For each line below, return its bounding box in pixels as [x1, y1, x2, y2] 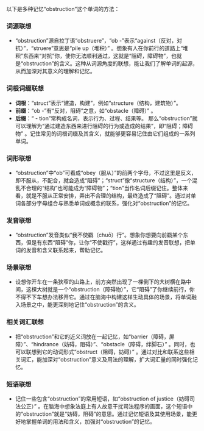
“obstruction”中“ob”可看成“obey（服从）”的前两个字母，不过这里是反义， [15, 169, 197, 176]
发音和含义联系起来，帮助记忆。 [26, 246, 107, 254]
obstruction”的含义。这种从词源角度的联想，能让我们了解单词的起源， [23, 60, 198, 67]
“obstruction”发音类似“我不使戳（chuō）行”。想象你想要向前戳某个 [15, 231, 183, 239]
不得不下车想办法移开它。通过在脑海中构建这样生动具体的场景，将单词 [15, 293, 192, 301]
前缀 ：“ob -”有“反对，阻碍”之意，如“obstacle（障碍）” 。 [15, 107, 157, 114]
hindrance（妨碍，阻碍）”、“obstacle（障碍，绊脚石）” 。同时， [33, 340, 191, 347]
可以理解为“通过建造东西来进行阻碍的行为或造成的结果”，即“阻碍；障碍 [15, 122, 194, 129]
